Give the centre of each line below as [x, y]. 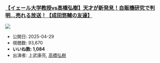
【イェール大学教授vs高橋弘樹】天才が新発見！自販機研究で [77, 7]
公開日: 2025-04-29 [33, 36]
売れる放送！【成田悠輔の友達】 [54, 15]
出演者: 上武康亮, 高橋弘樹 [39, 55]
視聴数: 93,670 [28, 43]
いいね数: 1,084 [29, 49]
